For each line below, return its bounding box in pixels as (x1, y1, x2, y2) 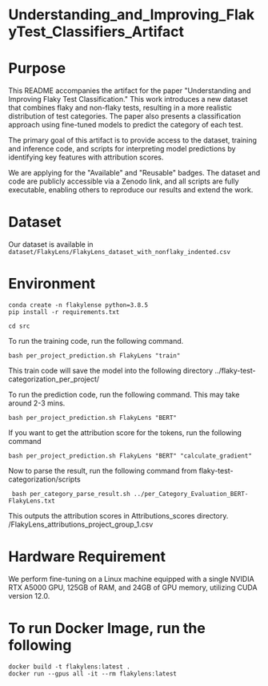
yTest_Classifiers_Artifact (8, 22, 185, 41)
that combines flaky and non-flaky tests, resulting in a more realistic (8, 103, 233, 113)
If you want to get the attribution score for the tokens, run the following (8, 428, 242, 438)
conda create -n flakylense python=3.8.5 (8, 301, 149, 309)
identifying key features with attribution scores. (8, 152, 164, 162)
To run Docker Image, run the (8, 619, 206, 638)
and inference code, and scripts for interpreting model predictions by (8, 144, 236, 154)
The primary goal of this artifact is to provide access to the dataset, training (8, 135, 258, 145)
